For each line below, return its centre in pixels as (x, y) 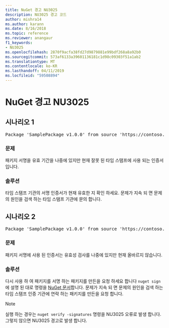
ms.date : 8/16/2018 (26, 29)
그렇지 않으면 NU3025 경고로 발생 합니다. (46, 320)
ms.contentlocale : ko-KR (31, 66)
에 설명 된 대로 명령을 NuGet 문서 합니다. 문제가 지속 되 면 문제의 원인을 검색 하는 (84, 287)
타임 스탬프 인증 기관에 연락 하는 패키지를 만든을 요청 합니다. (64, 294)
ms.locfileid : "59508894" (32, 76)
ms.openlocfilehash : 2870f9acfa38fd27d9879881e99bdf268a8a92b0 (73, 52)
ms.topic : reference (27, 33)
